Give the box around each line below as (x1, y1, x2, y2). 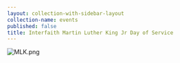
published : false (7, 23, 57, 29)
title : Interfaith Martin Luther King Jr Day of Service (7, 29, 174, 36)
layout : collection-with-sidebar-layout (7, 10, 125, 17)
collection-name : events (7, 16, 78, 23)
